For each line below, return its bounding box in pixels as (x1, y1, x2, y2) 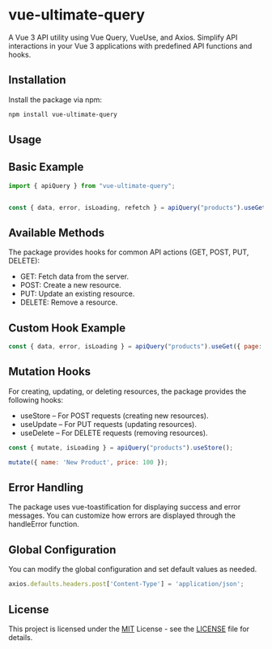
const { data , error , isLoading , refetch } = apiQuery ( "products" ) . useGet (8, 203, 266, 211)
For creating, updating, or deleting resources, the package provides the (8, 386, 247, 396)
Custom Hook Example (8, 321, 126, 335)
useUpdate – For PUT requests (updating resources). (19, 419, 197, 429)
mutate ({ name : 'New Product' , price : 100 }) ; (8, 458, 168, 467)
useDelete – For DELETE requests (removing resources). (19, 428, 208, 438)
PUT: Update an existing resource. (19, 289, 135, 299)
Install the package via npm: (8, 95, 103, 105)
